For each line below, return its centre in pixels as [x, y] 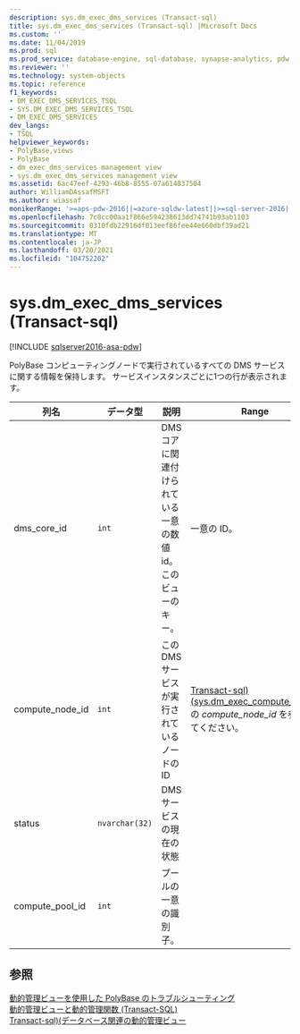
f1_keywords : [33, 92]
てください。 [217, 727]
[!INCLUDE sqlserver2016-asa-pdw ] [76, 346]
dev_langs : [29, 126]
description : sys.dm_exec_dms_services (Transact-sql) [113, 17]
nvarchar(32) [125, 823]
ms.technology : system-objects [67, 76]
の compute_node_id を [239, 714]
